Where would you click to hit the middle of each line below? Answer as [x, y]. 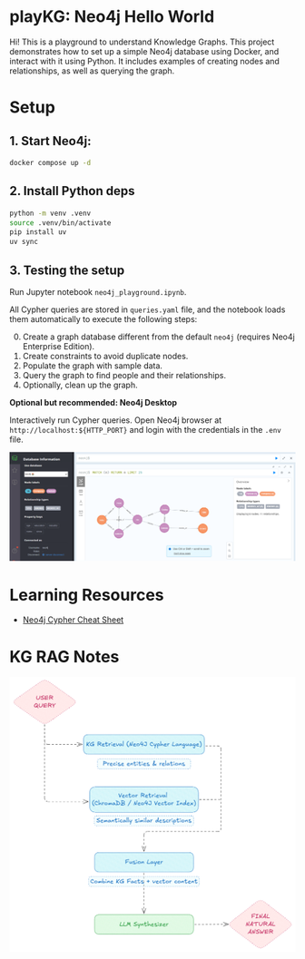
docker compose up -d [50, 162]
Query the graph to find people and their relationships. [124, 375]
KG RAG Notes [64, 656]
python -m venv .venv [50, 213]
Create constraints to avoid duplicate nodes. [105, 356]
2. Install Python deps [72, 191]
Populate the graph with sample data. [93, 366]
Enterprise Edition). [59, 346]
